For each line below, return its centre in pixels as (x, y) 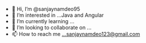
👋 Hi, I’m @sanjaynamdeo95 (46, 9)
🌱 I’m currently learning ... (43, 21)
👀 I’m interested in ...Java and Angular (58, 15)
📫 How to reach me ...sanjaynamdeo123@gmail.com (76, 34)
